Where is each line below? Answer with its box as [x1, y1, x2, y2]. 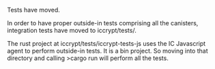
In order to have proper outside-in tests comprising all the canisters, [7, 19, 199, 27]
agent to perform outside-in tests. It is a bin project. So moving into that [7, 47, 208, 55]
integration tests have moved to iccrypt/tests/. [7, 27, 137, 34]
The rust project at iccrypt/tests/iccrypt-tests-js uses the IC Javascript [7, 40, 206, 47]
